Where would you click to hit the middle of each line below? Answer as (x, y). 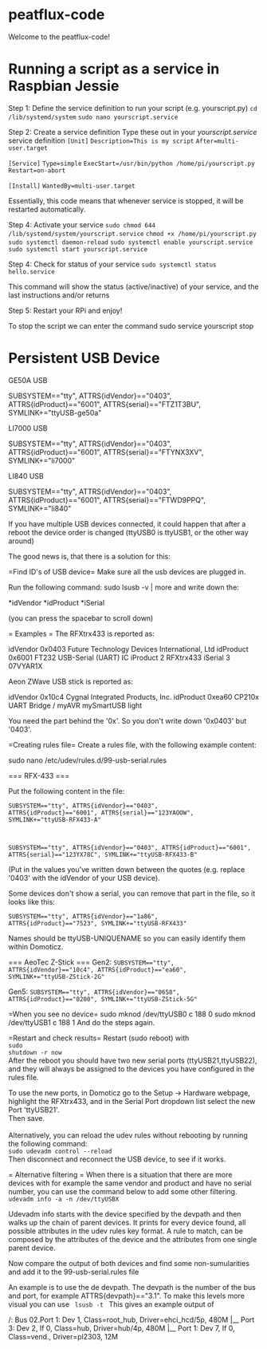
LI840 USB (26, 475)
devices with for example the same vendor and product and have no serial (130, 1183)
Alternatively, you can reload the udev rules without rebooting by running (128, 1135)
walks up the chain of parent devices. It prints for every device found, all (127, 1222)
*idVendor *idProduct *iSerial (57, 602)
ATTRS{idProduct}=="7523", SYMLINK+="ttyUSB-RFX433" (98, 923)
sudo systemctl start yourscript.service (78, 249)
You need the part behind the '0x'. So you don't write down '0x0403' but (128, 720)
